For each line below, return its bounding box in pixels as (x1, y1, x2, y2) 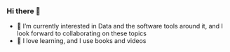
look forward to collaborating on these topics (16, 29, 147, 37)
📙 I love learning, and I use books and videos (16, 37, 147, 45)
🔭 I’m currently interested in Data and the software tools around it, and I (16, 22, 224, 31)
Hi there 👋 (6, 6, 41, 16)
